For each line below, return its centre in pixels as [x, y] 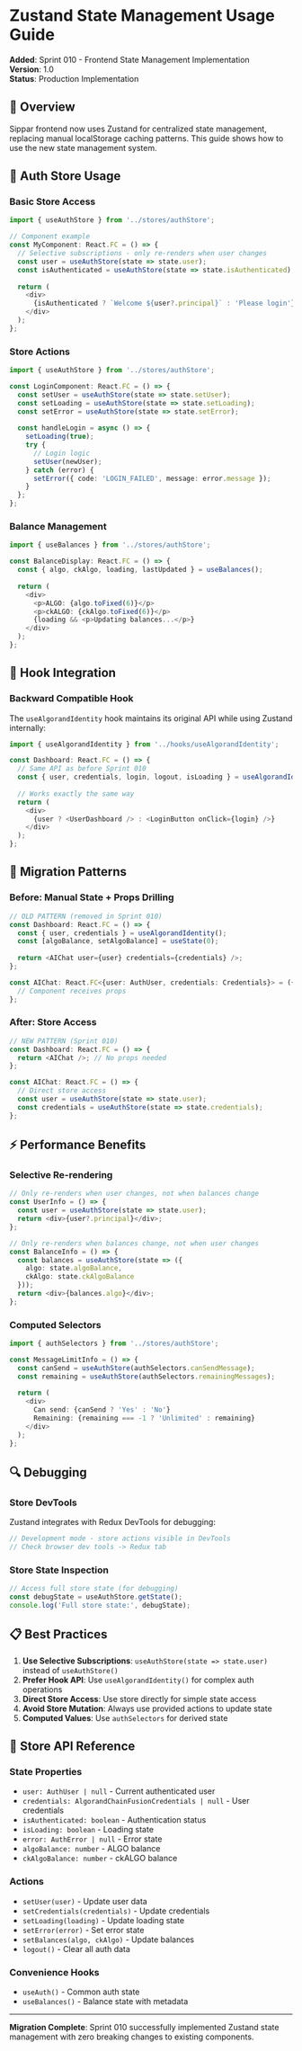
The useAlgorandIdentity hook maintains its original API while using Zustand [151, 718]
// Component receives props [72, 991]
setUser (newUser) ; [67, 461]
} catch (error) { [60, 470]
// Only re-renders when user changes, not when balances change [134, 1194]
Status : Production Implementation [74, 78]
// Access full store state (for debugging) [94, 1589]
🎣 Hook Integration [63, 673]
